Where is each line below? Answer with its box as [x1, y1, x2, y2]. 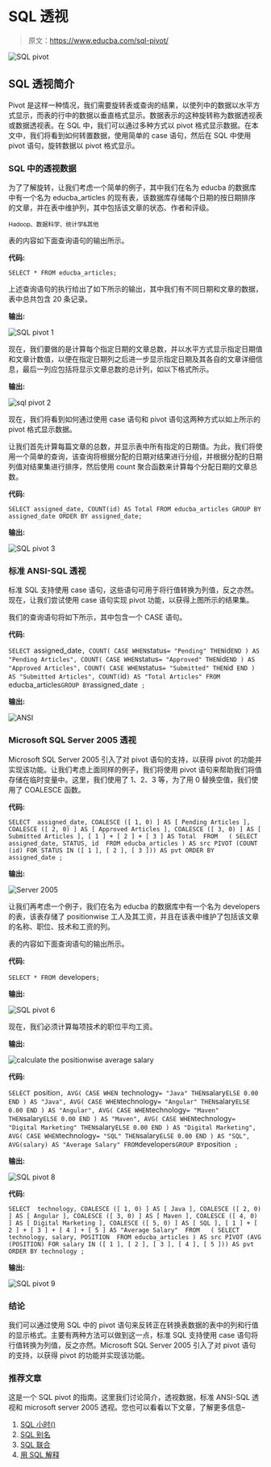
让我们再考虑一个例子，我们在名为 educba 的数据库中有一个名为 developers [8, 902, 261, 911]
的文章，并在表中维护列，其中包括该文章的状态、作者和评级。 [8, 203, 214, 212]
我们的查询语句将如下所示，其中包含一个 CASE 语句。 [8, 612, 187, 622]
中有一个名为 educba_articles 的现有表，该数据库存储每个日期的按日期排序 [8, 193, 256, 203]
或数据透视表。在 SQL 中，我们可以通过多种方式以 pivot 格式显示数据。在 [8, 120, 252, 130]
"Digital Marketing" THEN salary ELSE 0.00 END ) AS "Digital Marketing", [8, 1122, 256, 1132]
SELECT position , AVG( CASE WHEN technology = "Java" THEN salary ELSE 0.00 [8, 1087, 259, 1097]
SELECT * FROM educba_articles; [8, 269, 117, 277]
